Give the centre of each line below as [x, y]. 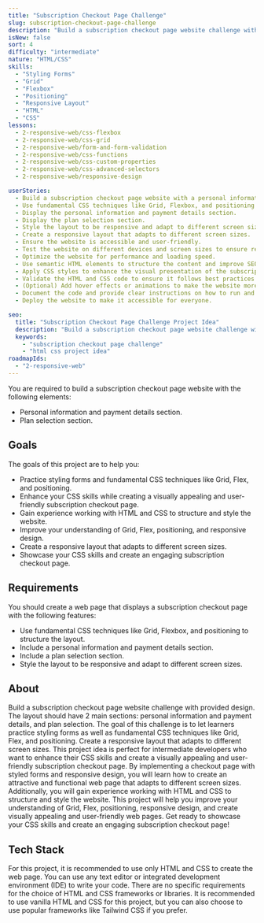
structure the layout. [52, 639]
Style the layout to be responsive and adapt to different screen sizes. [131, 664]
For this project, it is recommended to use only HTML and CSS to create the [131, 869]
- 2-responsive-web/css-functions [71, 154]
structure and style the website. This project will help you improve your [123, 799]
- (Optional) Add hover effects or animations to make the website [128, 286]
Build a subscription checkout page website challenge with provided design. [132, 708]
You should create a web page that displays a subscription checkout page [128, 606]
